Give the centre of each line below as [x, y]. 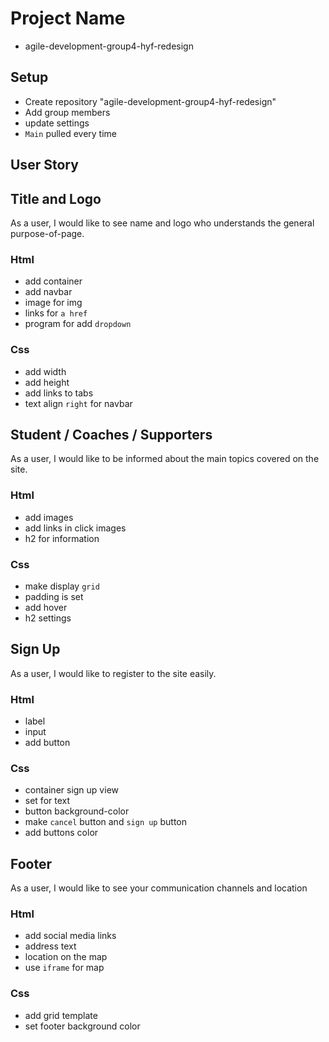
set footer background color [82, 1026]
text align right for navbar [78, 403]
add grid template [61, 1015]
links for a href [56, 313]
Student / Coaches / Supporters [111, 434]
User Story [44, 165]
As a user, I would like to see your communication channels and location [159, 888]
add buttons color [61, 833]
